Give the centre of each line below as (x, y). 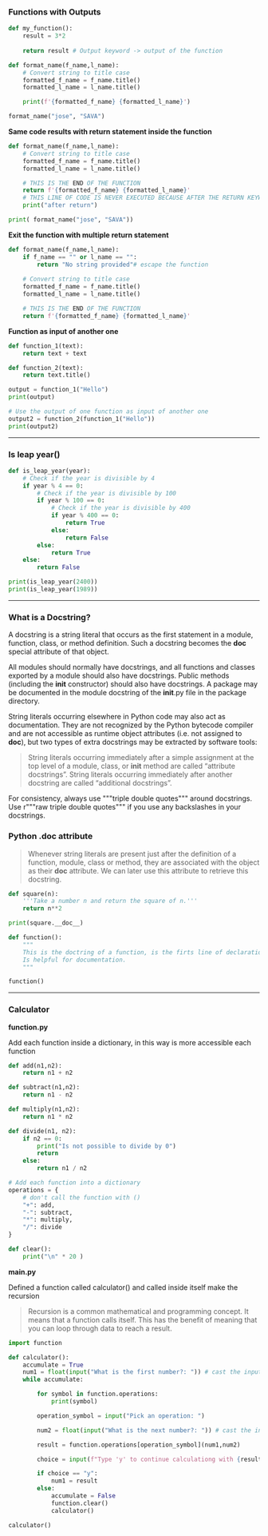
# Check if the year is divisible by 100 (107, 493)
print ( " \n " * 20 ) (53, 1256)
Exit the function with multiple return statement (89, 235)
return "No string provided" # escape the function (123, 265)
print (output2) (33, 426)
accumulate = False (83, 1496)
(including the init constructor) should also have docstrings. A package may (133, 684)
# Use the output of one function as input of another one (108, 412)
